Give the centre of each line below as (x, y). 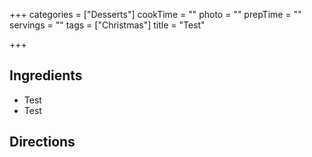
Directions (42, 142)
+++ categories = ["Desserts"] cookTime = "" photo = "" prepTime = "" (155, 14)
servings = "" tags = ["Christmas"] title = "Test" (107, 25)
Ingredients (46, 75)
